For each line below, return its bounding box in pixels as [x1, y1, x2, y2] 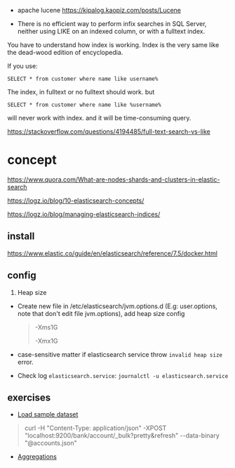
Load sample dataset [17, 410, 79, 419]
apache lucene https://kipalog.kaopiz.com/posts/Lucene [17, 6, 181, 14]
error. [17, 358, 34, 366]
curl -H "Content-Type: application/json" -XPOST [24, 424, 167, 432]
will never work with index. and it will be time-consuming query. [7, 114, 192, 122]
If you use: [7, 62, 38, 70]
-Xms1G [34, 323, 58, 331]
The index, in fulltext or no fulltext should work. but [7, 88, 155, 96]
